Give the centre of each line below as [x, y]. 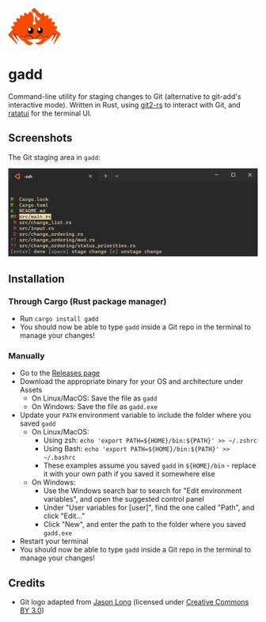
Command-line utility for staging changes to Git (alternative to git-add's [125, 96]
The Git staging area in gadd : [54, 157]
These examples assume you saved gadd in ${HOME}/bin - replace [150, 465]
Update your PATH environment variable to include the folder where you [135, 415]
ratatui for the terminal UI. [50, 113]
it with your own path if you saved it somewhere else [129, 474]
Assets [31, 390]
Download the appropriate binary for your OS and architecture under [131, 381]
